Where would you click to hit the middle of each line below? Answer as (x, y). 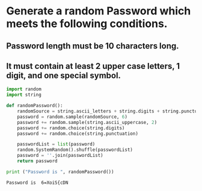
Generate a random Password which (99, 11)
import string (24, 95)
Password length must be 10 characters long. (93, 46)
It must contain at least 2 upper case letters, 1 (93, 66)
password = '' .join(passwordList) (60, 156)
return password (38, 161)
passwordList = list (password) (56, 144)
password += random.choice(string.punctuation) (78, 134)
